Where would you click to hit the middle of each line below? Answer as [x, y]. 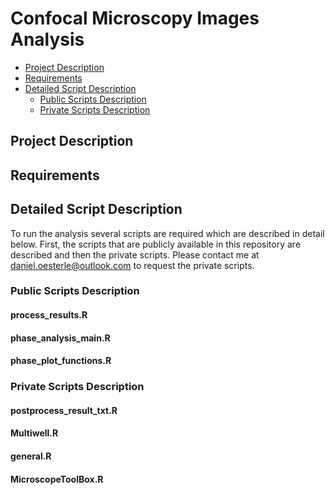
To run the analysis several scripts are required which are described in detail [167, 233]
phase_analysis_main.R [60, 338]
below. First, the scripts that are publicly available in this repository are [156, 244]
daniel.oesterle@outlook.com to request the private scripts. [132, 265]
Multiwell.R [34, 433]
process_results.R [49, 315]
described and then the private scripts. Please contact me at [135, 254]
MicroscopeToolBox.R [57, 479]
